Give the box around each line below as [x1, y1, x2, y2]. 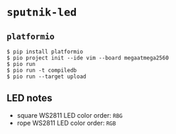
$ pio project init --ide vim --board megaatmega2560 [6, 55, 170, 62]
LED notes [6, 92, 53, 104]
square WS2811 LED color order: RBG [16, 111, 123, 119]
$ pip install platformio [6, 48, 83, 55]
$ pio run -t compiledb [6, 67, 77, 74]
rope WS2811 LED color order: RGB [16, 118, 116, 127]
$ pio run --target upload [6, 73, 87, 80]
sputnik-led [6, 6, 77, 19]
